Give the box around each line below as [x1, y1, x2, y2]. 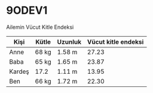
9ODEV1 [6, 4, 48, 17]
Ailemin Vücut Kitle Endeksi [6, 23, 74, 31]
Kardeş [9, 67, 30, 76]
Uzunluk [57, 37, 82, 46]
